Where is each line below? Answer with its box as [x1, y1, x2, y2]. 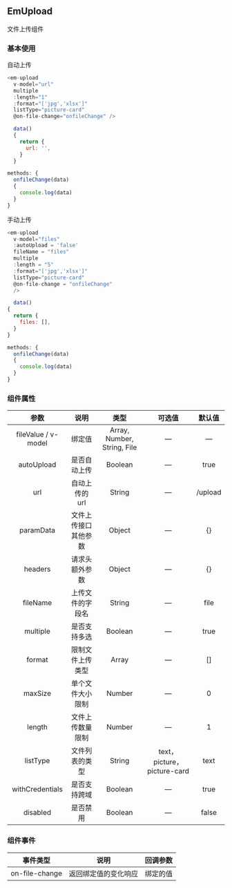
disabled [23, 808, 52, 818]
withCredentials [11, 784, 64, 794]
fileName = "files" [13, 249, 70, 255]
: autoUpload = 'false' [13, 242, 79, 249]
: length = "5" [13, 262, 54, 269]
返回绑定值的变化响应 [68, 869, 138, 878]
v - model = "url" [13, 81, 54, 88]
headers [23, 564, 51, 574]
